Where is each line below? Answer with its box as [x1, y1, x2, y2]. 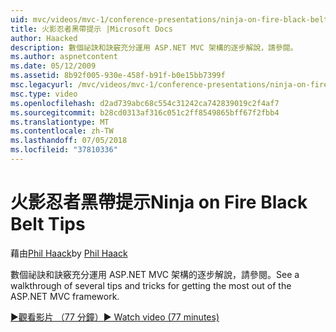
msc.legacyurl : [10, 80, 74, 90]
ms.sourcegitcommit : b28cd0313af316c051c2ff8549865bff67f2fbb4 [10, 107, 280, 118]
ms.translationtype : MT [10, 117, 110, 127]
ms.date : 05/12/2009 [10, 61, 97, 71]
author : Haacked [10, 33, 78, 43]
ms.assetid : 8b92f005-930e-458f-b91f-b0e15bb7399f [10, 71, 226, 81]
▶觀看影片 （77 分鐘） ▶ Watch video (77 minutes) [10, 311, 220, 323]
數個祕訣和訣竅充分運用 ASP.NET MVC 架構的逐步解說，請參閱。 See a [10, 268, 300, 280]
